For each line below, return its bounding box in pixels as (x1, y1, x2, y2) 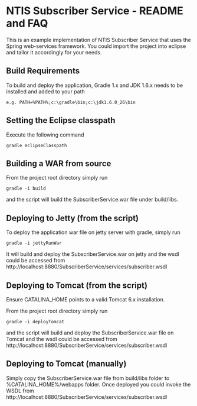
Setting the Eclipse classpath (6, 115, 116, 125)
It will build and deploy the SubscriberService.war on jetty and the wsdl (6, 251, 179, 258)
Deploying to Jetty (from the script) (6, 213, 139, 223)
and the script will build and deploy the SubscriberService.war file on (6, 329, 174, 336)
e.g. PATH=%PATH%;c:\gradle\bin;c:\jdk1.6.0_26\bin (6, 99, 136, 105)
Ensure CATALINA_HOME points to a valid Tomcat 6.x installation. (6, 296, 165, 303)
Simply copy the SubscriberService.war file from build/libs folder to (6, 374, 170, 382)
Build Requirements (6, 66, 80, 76)
